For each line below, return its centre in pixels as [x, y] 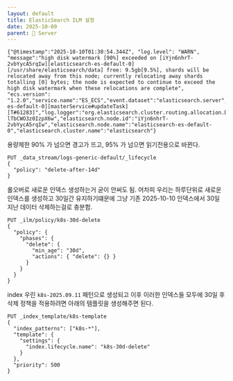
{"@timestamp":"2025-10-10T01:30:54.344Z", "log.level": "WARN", [103, 52]
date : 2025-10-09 [32, 26]
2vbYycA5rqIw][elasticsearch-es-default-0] [71, 64]
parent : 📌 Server [32, 33]
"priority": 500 [37, 365]
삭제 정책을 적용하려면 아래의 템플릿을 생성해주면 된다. [80, 303]
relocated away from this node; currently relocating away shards [105, 76]
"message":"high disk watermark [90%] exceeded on [82, 58]
